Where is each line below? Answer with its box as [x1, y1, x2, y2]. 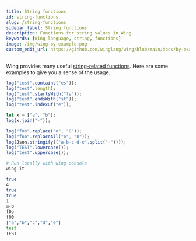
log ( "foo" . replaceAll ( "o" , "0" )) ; [6, 134, 90, 139]
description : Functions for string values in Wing [6, 30, 132, 36]
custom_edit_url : [6, 47, 48, 53]
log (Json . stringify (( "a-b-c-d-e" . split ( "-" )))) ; [6, 139, 127, 145]
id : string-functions [6, 14, 59, 20]
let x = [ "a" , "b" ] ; [6, 112, 57, 118]
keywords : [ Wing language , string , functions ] [6, 36, 121, 41]
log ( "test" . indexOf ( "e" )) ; [6, 102, 72, 108]
